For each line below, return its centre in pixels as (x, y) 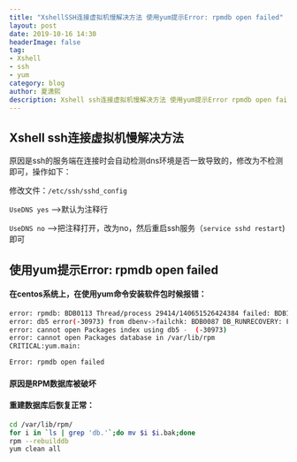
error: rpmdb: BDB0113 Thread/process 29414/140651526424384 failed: (140, 313)
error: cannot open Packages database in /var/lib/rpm (112, 338)
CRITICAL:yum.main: (45, 346)
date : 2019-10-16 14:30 (53, 34)
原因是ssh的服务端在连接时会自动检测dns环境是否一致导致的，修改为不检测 (146, 161)
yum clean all (35, 449)
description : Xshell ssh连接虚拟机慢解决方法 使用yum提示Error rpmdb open (141, 100)
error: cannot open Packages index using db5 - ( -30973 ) (118, 330)
